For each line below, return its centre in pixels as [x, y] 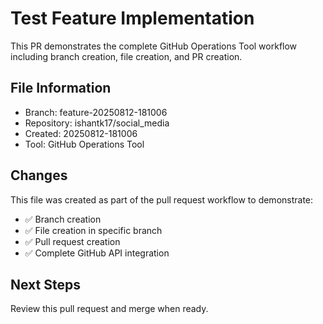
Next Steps [45, 284]
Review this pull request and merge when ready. [109, 309]
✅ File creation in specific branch [93, 230]
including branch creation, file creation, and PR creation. [126, 56]
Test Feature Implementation [132, 18]
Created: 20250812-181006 [81, 133]
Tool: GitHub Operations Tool [84, 144]
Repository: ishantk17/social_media [97, 123]
